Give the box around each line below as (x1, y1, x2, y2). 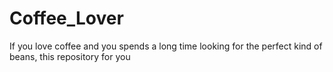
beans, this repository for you (9, 50, 131, 62)
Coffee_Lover (9, 7, 124, 30)
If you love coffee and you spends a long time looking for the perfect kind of (9, 40, 323, 52)
